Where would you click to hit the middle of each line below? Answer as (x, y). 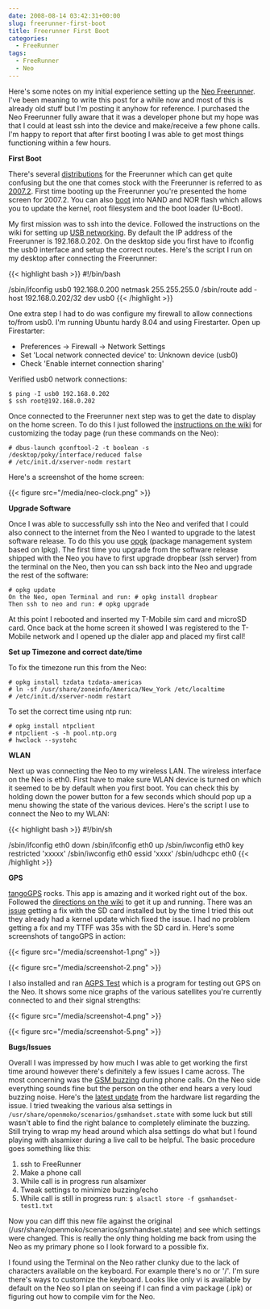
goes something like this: (50, 1148)
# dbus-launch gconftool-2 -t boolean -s (79, 448)
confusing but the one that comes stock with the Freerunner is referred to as (135, 182)
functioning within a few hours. (60, 143)
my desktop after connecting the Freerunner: (83, 258)
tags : (17, 53)
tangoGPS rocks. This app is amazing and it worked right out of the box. (128, 893)
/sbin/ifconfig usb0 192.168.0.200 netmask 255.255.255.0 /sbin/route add (130, 289)
